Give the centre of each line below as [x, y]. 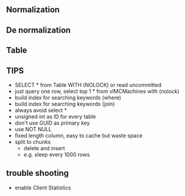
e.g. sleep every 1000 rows [57, 154]
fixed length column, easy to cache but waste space [79, 135]
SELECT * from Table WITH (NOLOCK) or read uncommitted [88, 85]
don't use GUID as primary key [52, 123]
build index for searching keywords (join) [65, 104]
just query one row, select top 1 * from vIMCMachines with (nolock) [97, 91]
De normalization [39, 30]
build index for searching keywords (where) [68, 97]
